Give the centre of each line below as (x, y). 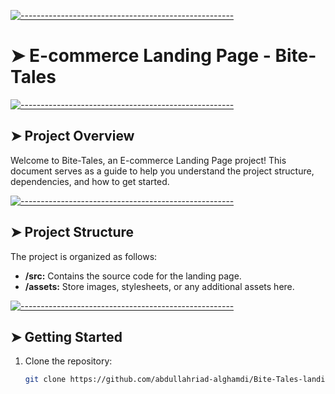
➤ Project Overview (72, 136)
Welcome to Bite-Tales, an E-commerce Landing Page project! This (148, 160)
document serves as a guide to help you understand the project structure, (162, 171)
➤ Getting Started (66, 336)
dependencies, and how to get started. (90, 181)
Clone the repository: (68, 361)
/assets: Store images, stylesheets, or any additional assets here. (159, 286)
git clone (45, 380)
